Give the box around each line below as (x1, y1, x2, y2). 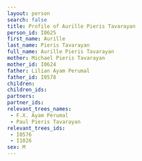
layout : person (7, 10, 51, 17)
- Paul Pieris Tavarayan (10, 118, 81, 125)
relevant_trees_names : (7, 106, 72, 112)
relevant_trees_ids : (7, 125, 66, 132)
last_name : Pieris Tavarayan (7, 42, 90, 49)
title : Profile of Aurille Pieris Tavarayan (7, 23, 136, 29)
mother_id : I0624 (7, 61, 57, 68)
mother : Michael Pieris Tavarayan (7, 55, 106, 62)
